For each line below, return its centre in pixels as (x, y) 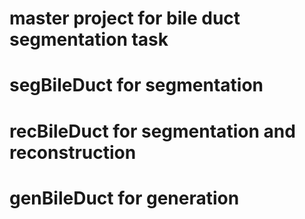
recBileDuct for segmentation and (152, 131)
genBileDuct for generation (124, 198)
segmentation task (89, 39)
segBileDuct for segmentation (136, 85)
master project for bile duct (125, 18)
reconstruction (73, 152)
